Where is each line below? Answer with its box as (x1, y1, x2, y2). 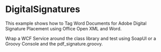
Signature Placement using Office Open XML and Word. (5, 25, 122, 31)
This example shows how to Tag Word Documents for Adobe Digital (5, 20, 147, 26)
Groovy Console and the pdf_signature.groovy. (5, 40, 103, 46)
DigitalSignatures (5, 4, 80, 15)
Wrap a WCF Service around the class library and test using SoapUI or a (5, 35, 156, 41)
